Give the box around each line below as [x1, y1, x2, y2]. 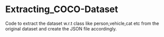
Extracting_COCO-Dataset [5, 4, 118, 15]
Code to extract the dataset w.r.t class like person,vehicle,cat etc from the [5, 20, 159, 26]
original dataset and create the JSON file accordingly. [5, 25, 117, 31]
